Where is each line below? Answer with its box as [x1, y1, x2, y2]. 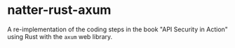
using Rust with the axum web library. [7, 32, 113, 40]
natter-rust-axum [7, 2, 112, 18]
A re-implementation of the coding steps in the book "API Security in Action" [7, 25, 228, 33]
